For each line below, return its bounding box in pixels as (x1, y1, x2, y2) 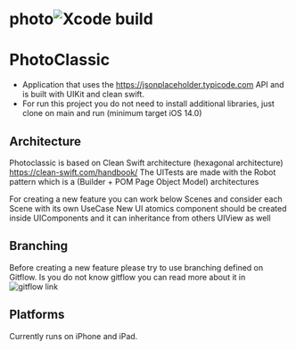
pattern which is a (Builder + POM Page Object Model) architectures (9, 176, 259, 187)
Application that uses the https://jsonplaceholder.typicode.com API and (21, 79, 284, 90)
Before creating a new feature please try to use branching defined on (9, 262, 264, 272)
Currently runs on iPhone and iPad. (9, 330, 138, 341)
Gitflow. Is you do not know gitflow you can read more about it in (9, 271, 246, 282)
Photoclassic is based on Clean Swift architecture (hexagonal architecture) (9, 157, 284, 168)
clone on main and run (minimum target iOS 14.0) (21, 108, 202, 119)
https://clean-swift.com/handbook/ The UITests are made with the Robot (9, 166, 276, 178)
